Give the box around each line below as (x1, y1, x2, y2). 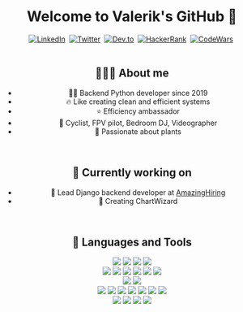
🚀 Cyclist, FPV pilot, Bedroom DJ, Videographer (58, 118, 218, 128)
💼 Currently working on (72, 166, 192, 180)
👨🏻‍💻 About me (95, 67, 169, 80)
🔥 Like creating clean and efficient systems (66, 97, 211, 106)
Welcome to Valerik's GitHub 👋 (27, 7, 237, 26)
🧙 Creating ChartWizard (98, 196, 178, 206)
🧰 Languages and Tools (71, 235, 192, 249)
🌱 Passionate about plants (94, 126, 182, 136)
